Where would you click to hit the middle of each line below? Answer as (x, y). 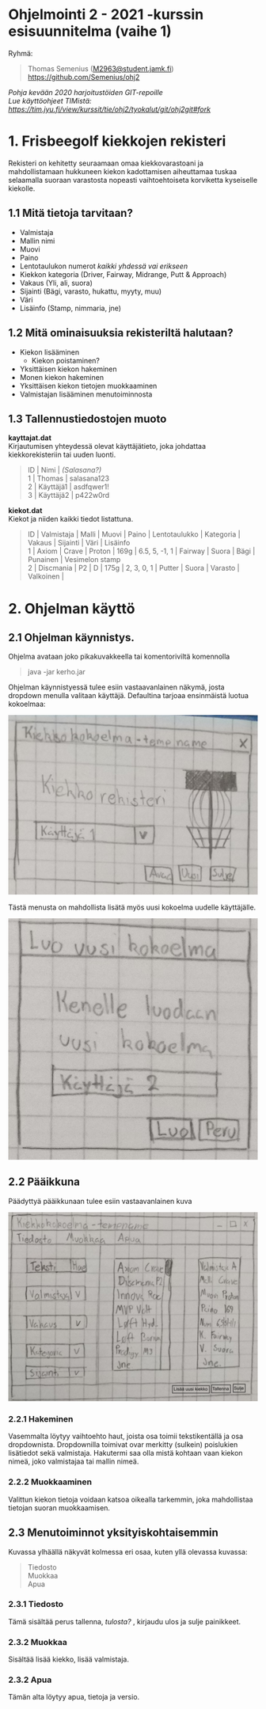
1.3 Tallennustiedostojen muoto (87, 418)
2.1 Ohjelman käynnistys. (71, 638)
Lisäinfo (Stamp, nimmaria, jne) (70, 308)
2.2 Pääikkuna (44, 1182)
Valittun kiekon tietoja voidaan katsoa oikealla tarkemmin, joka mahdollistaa (131, 1499)
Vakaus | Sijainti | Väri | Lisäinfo (79, 543)
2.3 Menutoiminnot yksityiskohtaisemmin (114, 1533)
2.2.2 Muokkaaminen (50, 1482)
